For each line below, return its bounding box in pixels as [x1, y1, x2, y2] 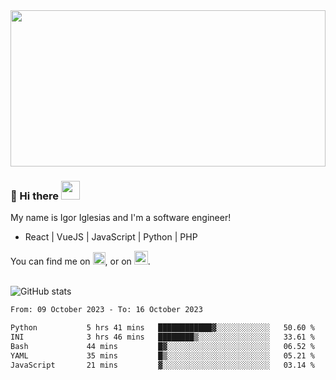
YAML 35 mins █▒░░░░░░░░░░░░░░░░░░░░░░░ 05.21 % [10, 350, 315, 361]
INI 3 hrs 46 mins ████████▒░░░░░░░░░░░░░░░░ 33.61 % [10, 332, 315, 343]
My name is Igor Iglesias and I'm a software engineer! [10, 212, 232, 224]
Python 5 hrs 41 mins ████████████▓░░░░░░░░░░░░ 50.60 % [10, 323, 315, 333]
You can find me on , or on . [10, 255, 151, 268]
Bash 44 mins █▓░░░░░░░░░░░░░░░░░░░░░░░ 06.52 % [10, 341, 315, 351]
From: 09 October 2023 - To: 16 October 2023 [10, 305, 203, 315]
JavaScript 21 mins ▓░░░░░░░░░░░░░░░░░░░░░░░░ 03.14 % [10, 360, 315, 370]
